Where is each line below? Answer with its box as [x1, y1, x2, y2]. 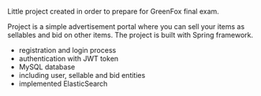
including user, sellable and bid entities [18, 71, 146, 79]
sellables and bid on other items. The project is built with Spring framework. [7, 31, 254, 39]
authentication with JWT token [18, 54, 119, 63]
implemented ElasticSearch [18, 79, 108, 88]
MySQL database [18, 62, 76, 72]
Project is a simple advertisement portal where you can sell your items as [7, 22, 245, 31]
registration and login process [18, 46, 117, 54]
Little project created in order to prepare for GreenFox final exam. [7, 7, 220, 16]
